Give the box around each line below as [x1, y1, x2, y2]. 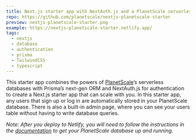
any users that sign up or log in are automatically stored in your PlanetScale [6, 97, 188, 104]
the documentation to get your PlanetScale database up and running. [6, 127, 174, 134]
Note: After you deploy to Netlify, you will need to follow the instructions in [6, 121, 185, 128]
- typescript [11, 62, 43, 69]
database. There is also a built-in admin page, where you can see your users [6, 103, 190, 111]
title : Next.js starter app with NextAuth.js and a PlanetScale [6, 8, 166, 15]
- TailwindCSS [11, 57, 45, 63]
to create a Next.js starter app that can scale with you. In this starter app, [6, 91, 182, 98]
